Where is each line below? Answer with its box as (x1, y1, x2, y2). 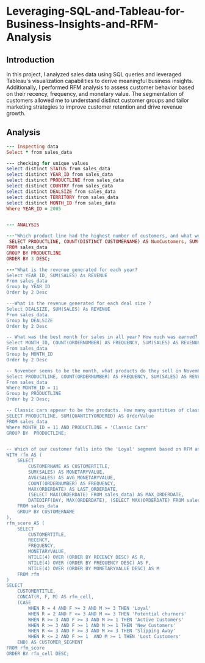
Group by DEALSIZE (6, 317, 53, 324)
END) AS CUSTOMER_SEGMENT (17, 639, 84, 645)
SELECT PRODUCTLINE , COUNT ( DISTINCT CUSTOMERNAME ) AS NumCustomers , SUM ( (9, 239, 201, 245)
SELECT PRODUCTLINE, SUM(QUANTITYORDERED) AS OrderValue (6, 413, 154, 419)
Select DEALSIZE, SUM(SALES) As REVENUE (6, 306, 111, 312)
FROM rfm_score (6, 645, 45, 651)
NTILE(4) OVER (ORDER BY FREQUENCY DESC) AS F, (28, 560, 151, 566)
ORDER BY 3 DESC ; (6, 255, 51, 262)
